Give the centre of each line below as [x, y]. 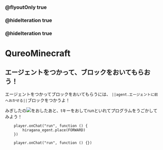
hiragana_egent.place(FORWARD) [54, 130]
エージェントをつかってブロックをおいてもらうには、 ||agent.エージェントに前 [82, 94]
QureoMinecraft [38, 53]
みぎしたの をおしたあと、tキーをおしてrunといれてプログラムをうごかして [81, 110]
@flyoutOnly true [26, 7]
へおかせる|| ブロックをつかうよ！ [38, 100]
